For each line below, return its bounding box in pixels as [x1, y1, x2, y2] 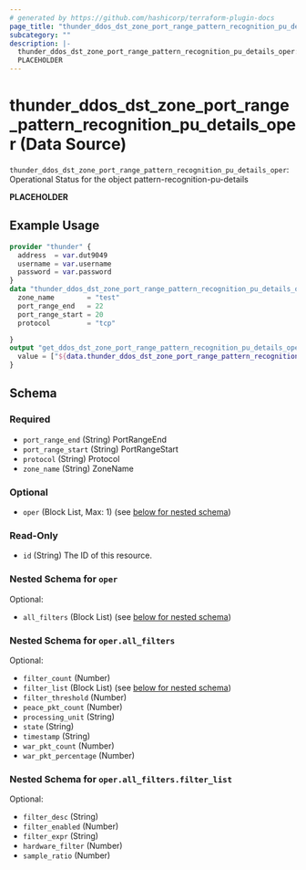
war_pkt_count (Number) [22, 740, 116, 751]
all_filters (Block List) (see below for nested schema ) [22, 611, 232, 622]
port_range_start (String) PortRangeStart [22, 444, 179, 455]
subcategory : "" [9, 30, 71, 39]
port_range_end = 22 [17, 301, 104, 310]
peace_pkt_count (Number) [22, 701, 123, 712]
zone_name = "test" [17, 293, 120, 302]
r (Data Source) [9, 134, 127, 155]
